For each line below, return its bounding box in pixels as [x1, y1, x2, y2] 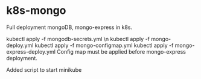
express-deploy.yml [6, 48, 56, 55]
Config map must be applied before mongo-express [57, 48, 186, 55]
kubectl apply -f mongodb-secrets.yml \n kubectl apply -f [6, 35, 150, 42]
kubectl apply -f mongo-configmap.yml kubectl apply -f [34, 42, 174, 49]
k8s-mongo [6, 4, 66, 17]
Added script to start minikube [6, 66, 82, 73]
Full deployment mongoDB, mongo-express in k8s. [6, 24, 133, 31]
